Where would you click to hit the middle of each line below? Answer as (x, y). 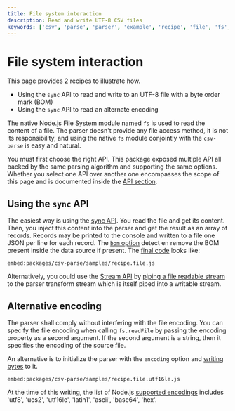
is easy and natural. (53, 145)
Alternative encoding (54, 306)
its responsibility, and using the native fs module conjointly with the (105, 138)
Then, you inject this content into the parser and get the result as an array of (117, 228)
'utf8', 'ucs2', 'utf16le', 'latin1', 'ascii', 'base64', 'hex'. (82, 399)
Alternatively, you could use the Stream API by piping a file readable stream (116, 276)
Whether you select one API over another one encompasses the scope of (113, 174)
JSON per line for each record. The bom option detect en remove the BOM (113, 243)
